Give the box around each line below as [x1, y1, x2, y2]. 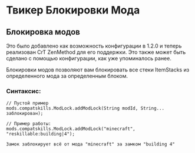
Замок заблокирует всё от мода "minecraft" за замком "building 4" [6, 141, 176, 147]
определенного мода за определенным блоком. [6, 73, 128, 79]
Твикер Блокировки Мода [6, 4, 140, 17]
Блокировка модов [6, 27, 81, 37]
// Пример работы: [6, 121, 51, 127]
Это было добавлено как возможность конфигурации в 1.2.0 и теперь [6, 42, 182, 49]
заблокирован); [6, 111, 44, 117]
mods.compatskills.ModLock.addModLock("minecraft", [6, 126, 135, 132]
